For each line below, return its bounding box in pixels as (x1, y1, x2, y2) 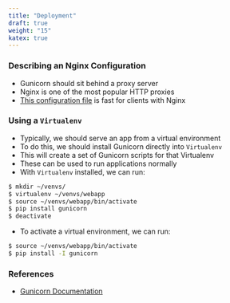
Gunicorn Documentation (19, 286, 103, 296)
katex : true (8, 33, 48, 42)
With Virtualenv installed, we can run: (19, 167, 145, 176)
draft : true (8, 19, 48, 27)
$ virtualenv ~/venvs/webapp (8, 190, 105, 198)
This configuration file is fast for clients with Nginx (19, 95, 186, 104)
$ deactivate (8, 212, 52, 220)
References (8, 268, 54, 279)
